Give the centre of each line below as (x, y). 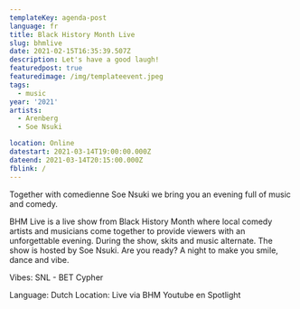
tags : (19, 85)
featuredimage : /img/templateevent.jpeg (87, 77)
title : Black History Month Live (72, 34)
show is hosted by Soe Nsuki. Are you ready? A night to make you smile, (144, 250)
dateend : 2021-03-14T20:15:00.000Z (76, 160)
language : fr (34, 26)
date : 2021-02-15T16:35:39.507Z (70, 51)
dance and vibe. (39, 259)
